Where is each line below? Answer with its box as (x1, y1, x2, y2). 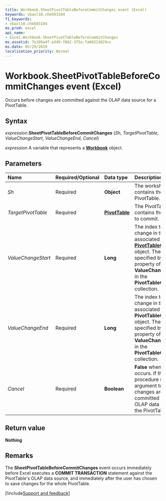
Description (134, 174, 163, 181)
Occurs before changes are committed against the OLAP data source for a (5, 97, 157, 103)
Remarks (5, 451, 34, 460)
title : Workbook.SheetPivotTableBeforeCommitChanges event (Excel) (5, 7, 147, 12)
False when (134, 363, 162, 370)
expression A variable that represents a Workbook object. (5, 145, 124, 151)
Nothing (5, 437, 22, 443)
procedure (134, 376, 159, 383)
